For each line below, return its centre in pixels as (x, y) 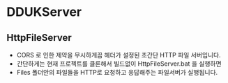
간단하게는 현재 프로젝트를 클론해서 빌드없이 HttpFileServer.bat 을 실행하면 (119, 64)
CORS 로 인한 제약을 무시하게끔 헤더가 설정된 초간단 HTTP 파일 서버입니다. (119, 55)
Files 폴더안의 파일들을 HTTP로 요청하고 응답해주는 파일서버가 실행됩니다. (117, 72)
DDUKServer (44, 12)
